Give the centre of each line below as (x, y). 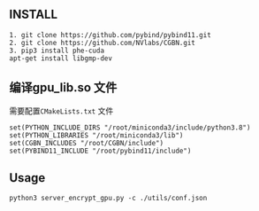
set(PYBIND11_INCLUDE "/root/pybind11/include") (100, 151)
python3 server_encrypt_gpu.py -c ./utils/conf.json (108, 199)
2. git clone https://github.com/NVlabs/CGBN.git (103, 43)
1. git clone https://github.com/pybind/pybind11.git (110, 35)
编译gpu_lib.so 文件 (63, 88)
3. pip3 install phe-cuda (57, 51)
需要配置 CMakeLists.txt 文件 (61, 111)
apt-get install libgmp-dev (61, 58)
